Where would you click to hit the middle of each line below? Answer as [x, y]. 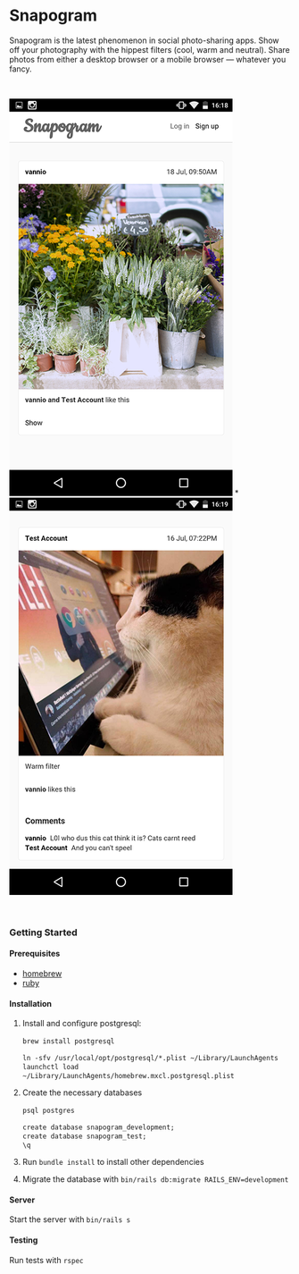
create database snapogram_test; [84, 1136]
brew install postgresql [68, 1042]
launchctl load [50, 1067]
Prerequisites [35, 954]
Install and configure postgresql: [82, 1024]
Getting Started [43, 932]
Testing [24, 1240]
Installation [30, 1003]
